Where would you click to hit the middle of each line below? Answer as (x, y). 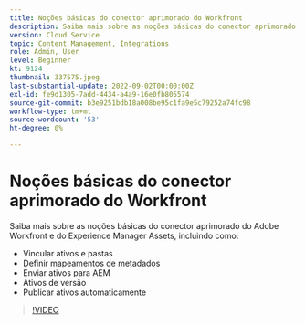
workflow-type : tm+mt (51, 111)
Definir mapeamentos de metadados (91, 263)
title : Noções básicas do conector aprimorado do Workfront (126, 18)
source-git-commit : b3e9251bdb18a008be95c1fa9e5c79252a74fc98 (130, 103)
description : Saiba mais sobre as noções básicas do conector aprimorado (153, 26)
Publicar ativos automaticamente (84, 292)
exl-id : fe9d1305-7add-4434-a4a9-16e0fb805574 (100, 94)
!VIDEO (45, 309)
